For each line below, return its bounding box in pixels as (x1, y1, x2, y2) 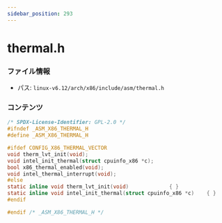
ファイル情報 (7, 66, 51, 76)
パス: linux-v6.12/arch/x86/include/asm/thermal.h (17, 84, 165, 92)
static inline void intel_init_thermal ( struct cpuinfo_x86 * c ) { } (7, 190, 216, 197)
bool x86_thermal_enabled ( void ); (7, 164, 104, 171)
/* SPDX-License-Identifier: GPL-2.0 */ (7, 119, 127, 126)
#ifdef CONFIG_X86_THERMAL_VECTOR (7, 144, 108, 152)
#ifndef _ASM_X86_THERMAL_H (7, 125, 89, 132)
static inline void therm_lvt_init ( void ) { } (7, 183, 179, 190)
